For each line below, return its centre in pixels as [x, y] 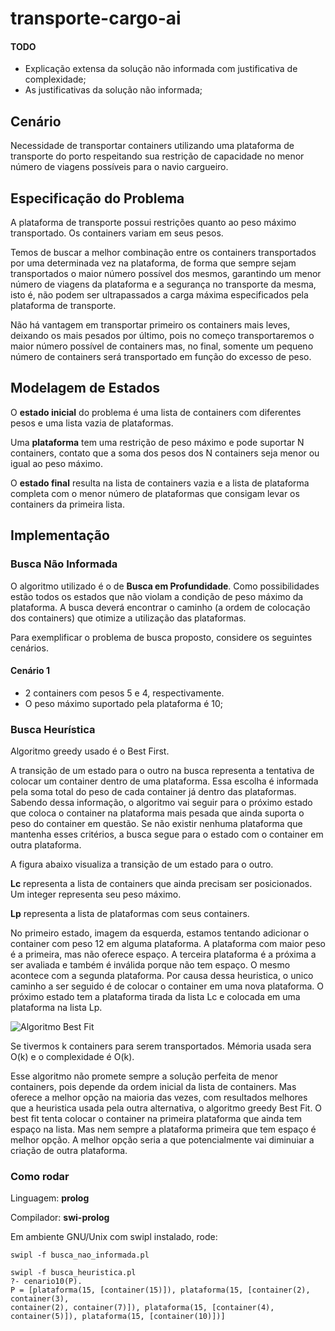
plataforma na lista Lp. [56, 1008]
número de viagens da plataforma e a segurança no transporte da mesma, [163, 284]
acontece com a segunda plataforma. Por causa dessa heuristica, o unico [162, 976]
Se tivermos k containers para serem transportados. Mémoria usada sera [161, 1046]
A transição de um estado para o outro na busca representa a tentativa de [162, 771]
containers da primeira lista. [67, 504]
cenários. [29, 648]
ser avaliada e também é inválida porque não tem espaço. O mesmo [150, 965]
